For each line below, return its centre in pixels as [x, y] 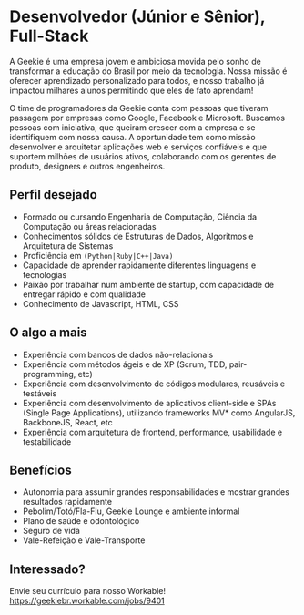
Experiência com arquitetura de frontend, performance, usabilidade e [152, 432]
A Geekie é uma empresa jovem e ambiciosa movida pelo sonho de [135, 61]
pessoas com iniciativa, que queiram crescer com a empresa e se [132, 127]
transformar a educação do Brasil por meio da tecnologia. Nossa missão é [148, 71]
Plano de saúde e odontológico [81, 521]
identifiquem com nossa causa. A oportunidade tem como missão [133, 137]
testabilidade [47, 441]
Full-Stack [49, 36]
